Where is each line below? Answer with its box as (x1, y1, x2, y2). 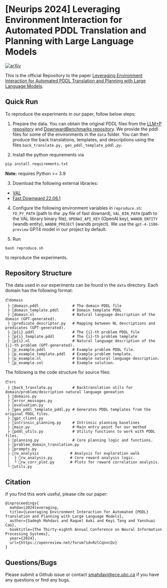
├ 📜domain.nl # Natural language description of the (7, 312, 155, 317)
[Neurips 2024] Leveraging (5, 4, 120, 15)
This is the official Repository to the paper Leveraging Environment (5, 72, 143, 78)
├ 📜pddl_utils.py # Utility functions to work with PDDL (7, 429, 155, 434)
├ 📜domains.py (7, 394, 37, 399)
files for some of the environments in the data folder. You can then (12, 131, 149, 137)
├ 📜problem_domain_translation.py (7, 442, 79, 447)
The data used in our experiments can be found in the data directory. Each (5, 282, 158, 288)
